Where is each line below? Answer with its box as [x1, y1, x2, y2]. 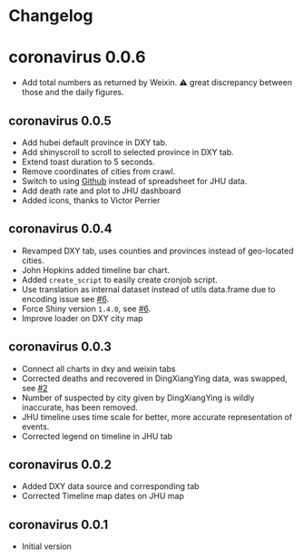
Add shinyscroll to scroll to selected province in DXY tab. [21, 146, 235, 157]
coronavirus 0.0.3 [8, 339, 112, 355]
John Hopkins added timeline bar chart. [21, 264, 170, 275]
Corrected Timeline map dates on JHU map [21, 491, 185, 502]
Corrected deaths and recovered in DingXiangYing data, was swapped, [21, 373, 288, 384]
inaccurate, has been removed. [21, 401, 138, 413]
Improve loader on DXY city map [21, 312, 143, 323]
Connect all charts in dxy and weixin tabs [21, 363, 176, 374]
